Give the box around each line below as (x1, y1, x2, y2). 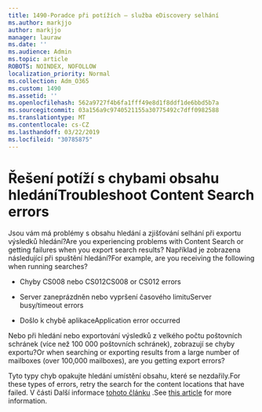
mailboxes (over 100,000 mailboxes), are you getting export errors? (8, 356, 225, 366)
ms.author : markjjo (8, 19, 72, 27)
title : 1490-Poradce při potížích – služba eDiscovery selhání (8, 11, 220, 20)
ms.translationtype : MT (8, 114, 86, 122)
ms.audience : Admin (8, 48, 72, 56)
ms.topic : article (8, 56, 68, 64)
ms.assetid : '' (8, 92, 58, 100)
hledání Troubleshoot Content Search (8, 186, 255, 204)
